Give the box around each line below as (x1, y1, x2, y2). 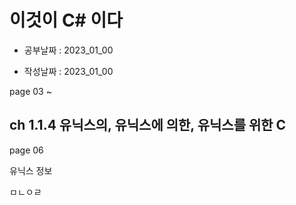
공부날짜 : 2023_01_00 (23, 44, 114, 56)
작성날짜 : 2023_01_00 (23, 65, 114, 77)
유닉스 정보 (9, 164, 53, 176)
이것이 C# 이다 (9, 9, 123, 32)
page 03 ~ (9, 85, 52, 97)
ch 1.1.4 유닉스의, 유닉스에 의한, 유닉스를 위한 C (9, 117, 287, 134)
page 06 (9, 144, 44, 156)
